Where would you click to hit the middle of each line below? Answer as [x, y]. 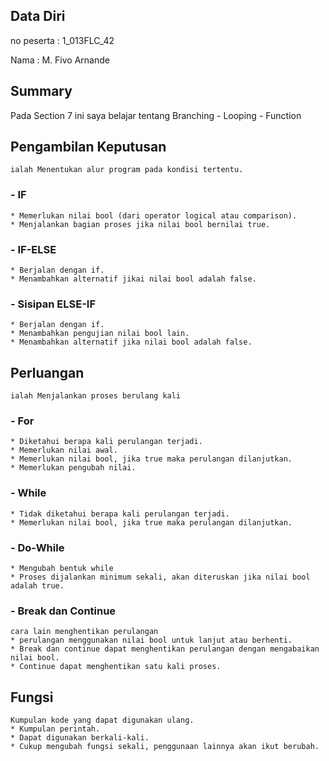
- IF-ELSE [33, 249]
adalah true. [37, 586]
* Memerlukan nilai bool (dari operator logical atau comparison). [154, 215]
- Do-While [37, 547]
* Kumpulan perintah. [55, 729]
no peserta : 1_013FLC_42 [62, 40]
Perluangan [47, 372]
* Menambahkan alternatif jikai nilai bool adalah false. [133, 279]
